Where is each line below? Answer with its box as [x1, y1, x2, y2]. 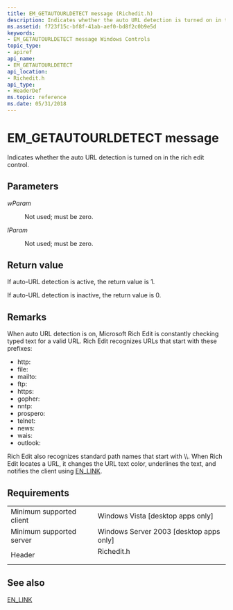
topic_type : [7, 42, 42, 49]
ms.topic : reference [7, 94, 67, 101]
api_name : [7, 55, 36, 62]
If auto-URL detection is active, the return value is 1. [7, 278, 155, 286]
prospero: [17, 410, 46, 418]
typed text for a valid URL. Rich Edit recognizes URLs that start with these [7, 337, 217, 345]
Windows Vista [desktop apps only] [97, 511, 214, 521]
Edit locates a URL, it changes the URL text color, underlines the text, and [7, 460, 216, 468]
